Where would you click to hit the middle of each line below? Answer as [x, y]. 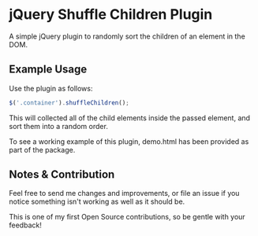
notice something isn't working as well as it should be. [97, 201]
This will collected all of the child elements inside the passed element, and [130, 118]
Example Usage [48, 70]
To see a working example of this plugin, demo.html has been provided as [129, 141]
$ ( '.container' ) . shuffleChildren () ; [69, 103]
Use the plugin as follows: [51, 88]
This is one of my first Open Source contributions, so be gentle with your [127, 217]
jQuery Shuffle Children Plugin [111, 15]
